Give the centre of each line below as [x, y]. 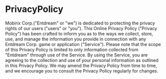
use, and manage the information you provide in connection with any [76, 39]
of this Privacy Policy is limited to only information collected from [72, 49]
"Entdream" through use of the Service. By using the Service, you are [77, 55]
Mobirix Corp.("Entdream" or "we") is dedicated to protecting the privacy [80, 23]
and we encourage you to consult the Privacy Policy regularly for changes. [82, 70]
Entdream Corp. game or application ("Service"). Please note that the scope [83, 44]
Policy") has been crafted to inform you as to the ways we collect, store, [79, 33]
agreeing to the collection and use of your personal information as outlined [82, 60]
